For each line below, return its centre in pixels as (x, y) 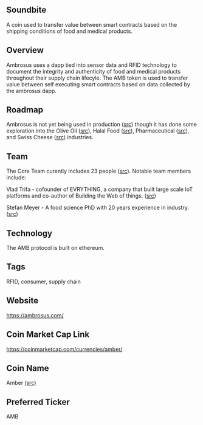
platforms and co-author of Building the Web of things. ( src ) (81, 196)
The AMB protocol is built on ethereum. (56, 248)
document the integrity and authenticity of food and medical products (94, 71)
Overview (25, 50)
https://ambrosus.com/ (35, 315)
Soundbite (26, 10)
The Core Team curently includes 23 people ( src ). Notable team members (99, 171)
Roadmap (25, 110)
